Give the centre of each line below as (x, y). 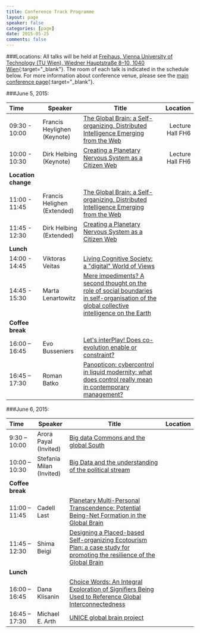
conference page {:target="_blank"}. (50, 82)
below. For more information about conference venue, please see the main (98, 76)
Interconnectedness (97, 604)
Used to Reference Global (105, 597)
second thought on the (115, 283)
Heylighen (57, 129)
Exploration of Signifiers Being (112, 589)
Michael (48, 614)
